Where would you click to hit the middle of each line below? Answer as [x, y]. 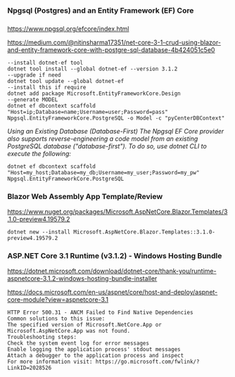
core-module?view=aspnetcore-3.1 [58, 300]
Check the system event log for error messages [78, 343]
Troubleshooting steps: [42, 337]
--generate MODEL [33, 100]
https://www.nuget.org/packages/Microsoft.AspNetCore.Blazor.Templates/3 [118, 212]
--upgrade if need [34, 75]
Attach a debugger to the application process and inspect [96, 356]
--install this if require [47, 87]
